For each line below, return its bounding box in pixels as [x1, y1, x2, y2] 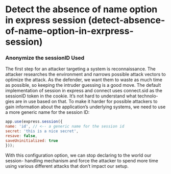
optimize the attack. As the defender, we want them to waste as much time [5, 77, 162, 83]
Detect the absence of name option [5, 4, 158, 15]
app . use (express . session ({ [5, 119, 63, 125]
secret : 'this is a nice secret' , [5, 129, 79, 134]
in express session [5, 14, 86, 26]
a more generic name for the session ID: [5, 109, 90, 115]
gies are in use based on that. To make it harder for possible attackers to [5, 98, 158, 105]
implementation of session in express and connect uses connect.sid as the [5, 88, 162, 94]
